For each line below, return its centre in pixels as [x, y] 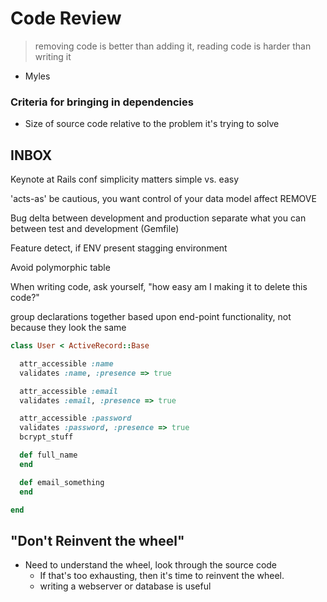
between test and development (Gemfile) [95, 229]
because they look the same [68, 328]
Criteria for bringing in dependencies [102, 102]
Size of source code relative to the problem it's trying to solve [152, 124]
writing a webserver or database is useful [125, 586]
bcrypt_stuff [46, 437]
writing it [53, 56]
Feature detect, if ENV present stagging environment [119, 248]
